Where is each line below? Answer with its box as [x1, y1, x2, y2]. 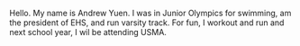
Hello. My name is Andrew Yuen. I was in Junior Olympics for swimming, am [9, 8, 292, 18]
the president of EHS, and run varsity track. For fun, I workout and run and [9, 17, 285, 28]
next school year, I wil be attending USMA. [9, 27, 167, 37]
